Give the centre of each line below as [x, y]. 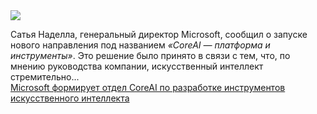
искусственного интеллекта [70, 98]
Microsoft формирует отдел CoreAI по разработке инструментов [148, 87]
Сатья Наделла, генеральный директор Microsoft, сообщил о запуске [159, 34]
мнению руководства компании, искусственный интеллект [137, 66]
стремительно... [45, 77]
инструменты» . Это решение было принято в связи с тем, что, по [150, 55]
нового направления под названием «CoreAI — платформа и [140, 45]
